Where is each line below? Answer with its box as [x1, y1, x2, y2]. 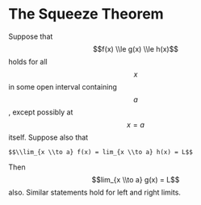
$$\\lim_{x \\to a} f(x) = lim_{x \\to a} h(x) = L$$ [8, 148, 194, 156]
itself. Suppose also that [8, 132, 89, 142]
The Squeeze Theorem [8, 5, 164, 23]
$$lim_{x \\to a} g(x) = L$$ [91, 174, 180, 184]
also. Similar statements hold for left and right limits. [8, 187, 182, 197]
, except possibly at [8, 107, 73, 117]
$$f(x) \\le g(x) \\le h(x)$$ [92, 44, 179, 53]
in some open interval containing [8, 82, 117, 91]
